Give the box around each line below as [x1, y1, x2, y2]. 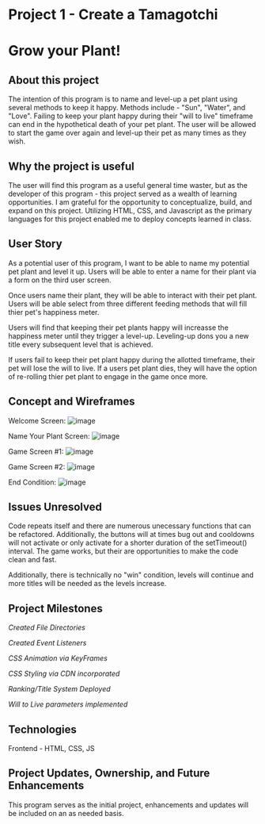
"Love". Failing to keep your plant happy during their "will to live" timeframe [8, 111, 253, 121]
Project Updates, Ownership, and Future [8, 767, 210, 780]
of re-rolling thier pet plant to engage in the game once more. [8, 371, 208, 381]
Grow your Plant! [8, 42, 121, 60]
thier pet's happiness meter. [8, 307, 100, 316]
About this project [8, 73, 100, 86]
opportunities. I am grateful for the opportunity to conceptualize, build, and [8, 197, 252, 207]
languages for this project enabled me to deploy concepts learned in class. [8, 214, 252, 224]
